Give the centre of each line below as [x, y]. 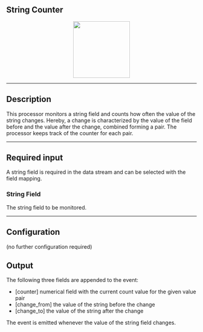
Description [29, 99]
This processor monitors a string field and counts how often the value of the [101, 113]
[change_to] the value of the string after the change [79, 311]
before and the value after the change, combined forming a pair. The [92, 127]
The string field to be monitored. [47, 207]
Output [20, 265]
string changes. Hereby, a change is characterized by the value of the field [99, 120]
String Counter [35, 10]
